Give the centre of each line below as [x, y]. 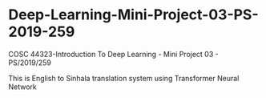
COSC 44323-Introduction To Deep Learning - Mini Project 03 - [113, 54]
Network [23, 87]
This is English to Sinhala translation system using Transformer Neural [124, 78]
